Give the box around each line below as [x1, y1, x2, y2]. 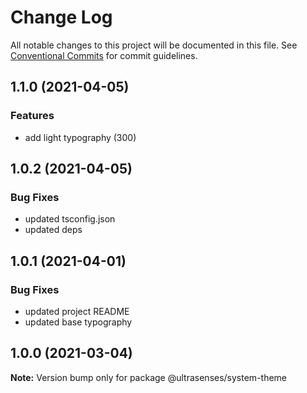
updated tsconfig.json [24, 213, 116, 225]
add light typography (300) [24, 131, 137, 143]
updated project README [24, 306, 130, 317]
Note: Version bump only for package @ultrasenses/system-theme [10, 371, 288, 383]
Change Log [10, 6, 113, 29]
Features [10, 109, 55, 123]
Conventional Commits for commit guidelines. [10, 49, 198, 61]
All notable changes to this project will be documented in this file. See [10, 39, 298, 51]
